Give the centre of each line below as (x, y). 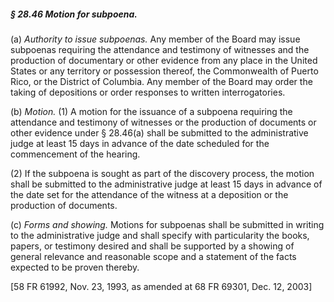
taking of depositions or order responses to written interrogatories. (148, 92)
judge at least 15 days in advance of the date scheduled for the (140, 143)
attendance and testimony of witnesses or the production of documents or (163, 122)
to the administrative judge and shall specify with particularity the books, (160, 235)
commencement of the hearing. (75, 154)
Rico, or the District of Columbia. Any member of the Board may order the (161, 81)
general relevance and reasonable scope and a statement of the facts (153, 256)
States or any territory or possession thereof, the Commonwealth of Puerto (164, 71)
